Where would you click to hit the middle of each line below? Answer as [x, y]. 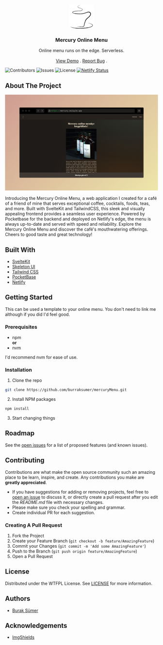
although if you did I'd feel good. [38, 314]
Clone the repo [27, 380]
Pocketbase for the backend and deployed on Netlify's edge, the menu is [78, 219]
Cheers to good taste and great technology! [49, 234]
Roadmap [20, 433]
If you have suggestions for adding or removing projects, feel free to [80, 492]
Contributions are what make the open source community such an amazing [80, 472]
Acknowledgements [36, 626]
